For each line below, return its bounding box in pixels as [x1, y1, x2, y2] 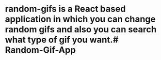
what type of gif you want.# [5, 34, 119, 45]
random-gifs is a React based [5, 3, 126, 15]
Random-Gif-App [5, 45, 76, 56]
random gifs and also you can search [5, 24, 157, 35]
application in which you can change [5, 14, 156, 25]
